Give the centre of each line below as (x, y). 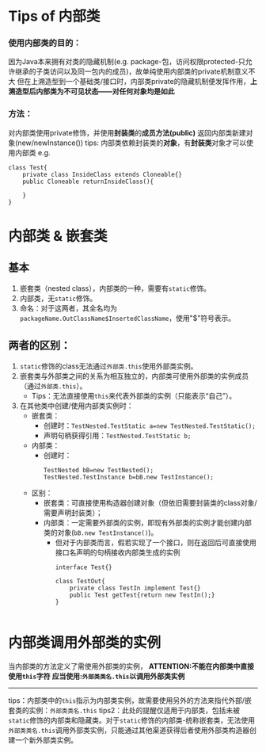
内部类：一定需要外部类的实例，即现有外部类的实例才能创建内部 (147, 522)
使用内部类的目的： (45, 43)
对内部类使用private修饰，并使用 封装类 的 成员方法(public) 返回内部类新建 (127, 132)
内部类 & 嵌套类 (58, 236)
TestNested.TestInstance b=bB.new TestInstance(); (129, 477)
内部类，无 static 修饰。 (58, 298)
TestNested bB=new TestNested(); (99, 470)
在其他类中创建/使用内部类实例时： (76, 406)
